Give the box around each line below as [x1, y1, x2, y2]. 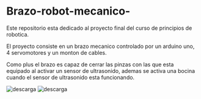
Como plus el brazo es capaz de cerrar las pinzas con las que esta [6, 61, 174, 68]
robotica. [6, 30, 29, 38]
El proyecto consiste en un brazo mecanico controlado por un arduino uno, [6, 43, 195, 50]
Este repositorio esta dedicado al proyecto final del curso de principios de [6, 24, 192, 32]
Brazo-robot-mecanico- [6, 4, 131, 18]
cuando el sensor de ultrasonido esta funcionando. [6, 73, 135, 81]
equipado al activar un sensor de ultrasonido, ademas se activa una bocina [6, 67, 196, 74]
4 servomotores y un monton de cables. [6, 49, 107, 56]
